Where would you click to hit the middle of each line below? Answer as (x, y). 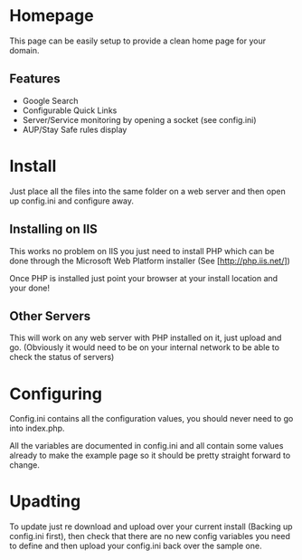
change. (25, 465)
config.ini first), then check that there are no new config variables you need (150, 536)
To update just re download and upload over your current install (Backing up (151, 527)
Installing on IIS (53, 229)
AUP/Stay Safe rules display (75, 129)
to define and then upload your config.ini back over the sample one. (136, 546)
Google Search (50, 100)
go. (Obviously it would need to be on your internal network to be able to (145, 347)
